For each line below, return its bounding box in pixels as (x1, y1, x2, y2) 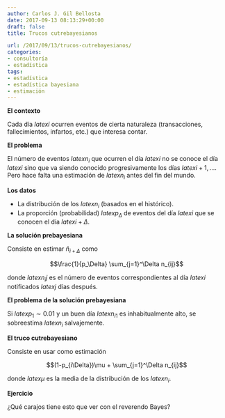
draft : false (7, 23, 45, 30)
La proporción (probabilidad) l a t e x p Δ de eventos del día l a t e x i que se (17, 208, 215, 219)
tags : (7, 68, 23, 75)
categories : (7, 49, 42, 56)
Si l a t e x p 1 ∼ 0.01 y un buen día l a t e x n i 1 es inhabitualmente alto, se (7, 309, 197, 319)
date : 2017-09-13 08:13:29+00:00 (7, 17, 104, 24)
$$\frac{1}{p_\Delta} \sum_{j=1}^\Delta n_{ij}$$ (49, 260, 184, 268)
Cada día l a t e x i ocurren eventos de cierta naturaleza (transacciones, (7, 120, 203, 129)
